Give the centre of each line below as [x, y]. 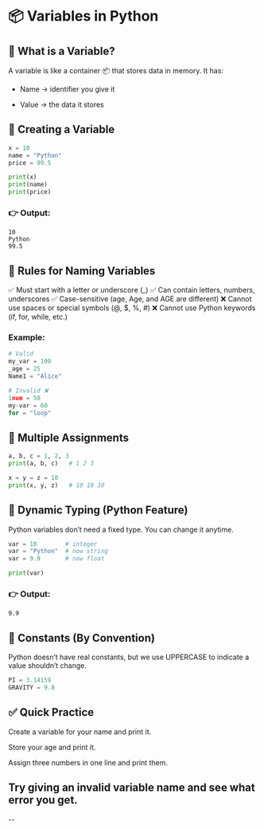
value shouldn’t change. [48, 666]
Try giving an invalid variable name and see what [132, 788]
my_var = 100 [30, 361]
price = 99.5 [30, 163]
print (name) [28, 185]
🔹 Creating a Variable [62, 130]
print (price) [30, 192]
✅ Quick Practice [51, 712]
